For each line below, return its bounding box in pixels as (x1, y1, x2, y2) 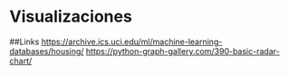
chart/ (9, 55, 33, 66)
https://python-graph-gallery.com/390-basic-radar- (85, 45, 280, 56)
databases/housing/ (9, 45, 84, 56)
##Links (9, 36, 40, 47)
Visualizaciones (9, 6, 133, 27)
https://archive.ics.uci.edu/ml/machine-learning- (41, 36, 223, 47)
